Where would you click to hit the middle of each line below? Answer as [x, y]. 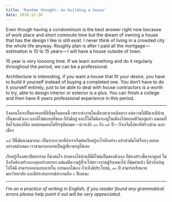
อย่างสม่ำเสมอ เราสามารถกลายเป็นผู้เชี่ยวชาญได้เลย [48, 146]
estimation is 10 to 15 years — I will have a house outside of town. [74, 51]
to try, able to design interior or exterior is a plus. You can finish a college [83, 93]
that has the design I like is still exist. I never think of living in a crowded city [85, 40]
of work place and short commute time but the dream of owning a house [82, 35]
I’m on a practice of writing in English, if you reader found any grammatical [85, 188]
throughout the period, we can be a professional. [57, 66]
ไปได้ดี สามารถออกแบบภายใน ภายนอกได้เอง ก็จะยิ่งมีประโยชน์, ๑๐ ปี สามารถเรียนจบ [77, 168]
